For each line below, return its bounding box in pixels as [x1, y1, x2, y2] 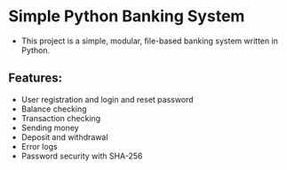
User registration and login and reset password [20, 94, 194, 104]
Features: [8, 71, 63, 86]
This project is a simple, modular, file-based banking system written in [20, 35, 279, 46]
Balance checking [20, 104, 87, 114]
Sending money [20, 122, 79, 133]
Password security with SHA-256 [20, 151, 143, 161]
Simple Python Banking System [8, 6, 245, 27]
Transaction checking [20, 112, 101, 123]
